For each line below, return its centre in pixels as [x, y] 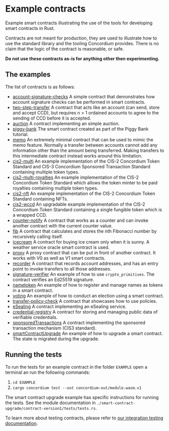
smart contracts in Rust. [30, 28]
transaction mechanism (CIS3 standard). [54, 328]
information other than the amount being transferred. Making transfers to [88, 150]
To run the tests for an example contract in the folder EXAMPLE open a [76, 367]
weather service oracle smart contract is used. [61, 247]
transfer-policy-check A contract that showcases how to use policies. [85, 301]
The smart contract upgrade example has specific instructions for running [82, 397]
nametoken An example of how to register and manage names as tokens [88, 285]
